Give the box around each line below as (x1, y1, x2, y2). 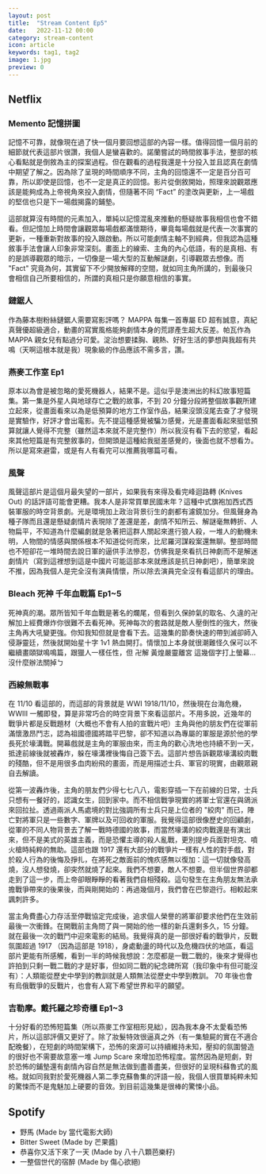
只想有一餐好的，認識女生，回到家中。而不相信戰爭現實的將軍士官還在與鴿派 (8, 795, 258, 805)
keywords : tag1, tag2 (8, 48, 80, 56)
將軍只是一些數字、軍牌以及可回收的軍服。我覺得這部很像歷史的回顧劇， (21, 815, 258, 825)
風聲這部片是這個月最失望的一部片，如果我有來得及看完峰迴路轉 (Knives (8, 487, 243, 496)
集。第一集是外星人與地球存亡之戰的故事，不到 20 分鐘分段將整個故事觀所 (8, 396, 250, 406)
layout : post (8, 11, 51, 20)
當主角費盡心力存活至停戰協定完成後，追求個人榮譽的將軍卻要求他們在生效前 (8, 911, 258, 921)
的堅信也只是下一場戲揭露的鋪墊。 (8, 197, 120, 207)
